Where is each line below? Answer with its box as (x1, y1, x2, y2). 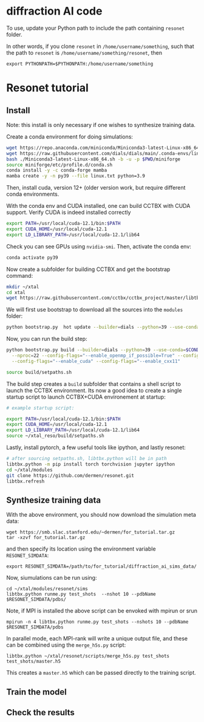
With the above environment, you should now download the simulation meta (6, 511, 196, 518)
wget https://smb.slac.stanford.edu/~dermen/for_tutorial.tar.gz (6, 529, 175, 535)
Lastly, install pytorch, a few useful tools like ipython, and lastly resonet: (6, 444, 186, 451)
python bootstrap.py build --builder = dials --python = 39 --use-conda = (6, 347, 186, 353)
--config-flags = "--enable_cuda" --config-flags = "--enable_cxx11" (12, 358, 181, 364)
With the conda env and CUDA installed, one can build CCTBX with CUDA (6, 202, 191, 210)
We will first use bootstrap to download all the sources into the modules (6, 306, 183, 314)
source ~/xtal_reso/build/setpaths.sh (6, 433, 104, 439)
